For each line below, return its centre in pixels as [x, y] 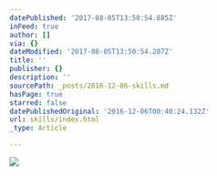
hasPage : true [36, 94]
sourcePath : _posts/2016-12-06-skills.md [89, 86]
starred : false [38, 103]
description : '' [40, 78]
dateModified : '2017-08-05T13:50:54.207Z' [91, 52]
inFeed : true [34, 26]
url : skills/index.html [55, 119]
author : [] [30, 35]
